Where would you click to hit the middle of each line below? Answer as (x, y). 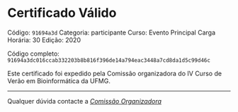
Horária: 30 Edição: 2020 (44, 39)
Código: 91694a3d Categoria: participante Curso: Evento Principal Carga (112, 32)
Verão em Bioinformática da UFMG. (59, 81)
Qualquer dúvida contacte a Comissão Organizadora (84, 101)
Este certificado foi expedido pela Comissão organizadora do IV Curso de (114, 73)
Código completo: (34, 54)
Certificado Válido (62, 13)
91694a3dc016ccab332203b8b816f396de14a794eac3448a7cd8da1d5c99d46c (109, 60)
